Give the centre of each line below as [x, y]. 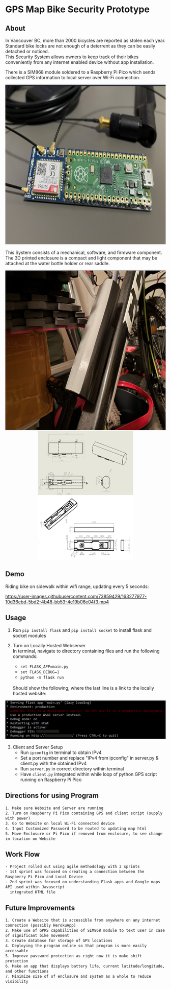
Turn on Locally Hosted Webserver [49, 645]
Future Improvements [40, 908]
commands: [25, 656]
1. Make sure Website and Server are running [54, 808]
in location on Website [31, 839]
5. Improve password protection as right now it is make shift [74, 956]
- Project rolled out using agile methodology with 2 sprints [73, 867]
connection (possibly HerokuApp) [41, 926]
